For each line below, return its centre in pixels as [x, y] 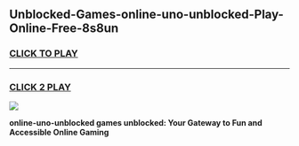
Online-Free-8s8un [64, 29]
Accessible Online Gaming [59, 132]
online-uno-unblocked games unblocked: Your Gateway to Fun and [136, 122]
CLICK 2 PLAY [40, 87]
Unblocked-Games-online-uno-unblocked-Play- [147, 15]
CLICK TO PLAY [44, 54]
